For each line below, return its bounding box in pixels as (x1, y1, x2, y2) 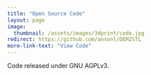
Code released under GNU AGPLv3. (7, 62, 109, 69)
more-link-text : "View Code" (7, 42, 92, 49)
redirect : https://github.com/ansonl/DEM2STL (7, 36, 141, 43)
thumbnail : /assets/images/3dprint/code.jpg (13, 29, 145, 37)
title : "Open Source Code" (7, 10, 86, 17)
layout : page (7, 17, 45, 24)
